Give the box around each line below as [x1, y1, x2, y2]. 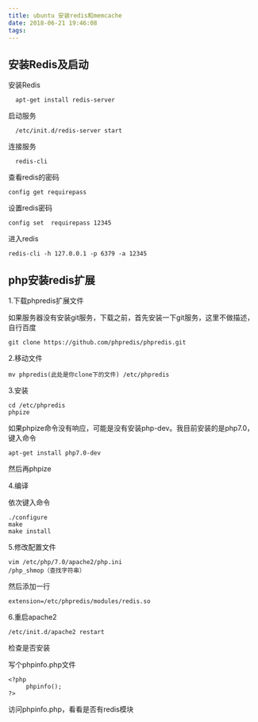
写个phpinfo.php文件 [8, 660, 76, 669]
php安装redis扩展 [8, 273, 95, 286]
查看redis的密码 [8, 172, 60, 182]
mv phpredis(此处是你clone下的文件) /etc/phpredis [8, 371, 170, 378]
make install [8, 528, 52, 536]
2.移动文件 [8, 354, 43, 363]
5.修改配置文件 [8, 543, 56, 551]
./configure [8, 513, 48, 521]
